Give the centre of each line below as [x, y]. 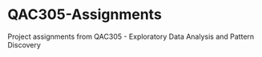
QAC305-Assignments [85, 15]
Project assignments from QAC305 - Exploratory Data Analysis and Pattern [131, 36]
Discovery [24, 44]
